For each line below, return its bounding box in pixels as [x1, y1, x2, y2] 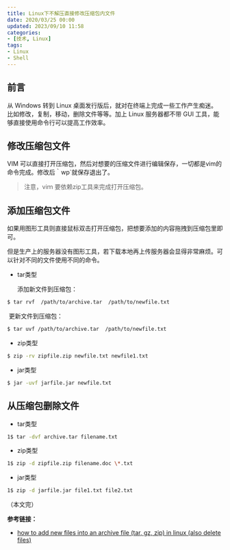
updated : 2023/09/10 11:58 [7, 23, 84, 29]
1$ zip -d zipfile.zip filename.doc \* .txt [7, 460, 133, 467]
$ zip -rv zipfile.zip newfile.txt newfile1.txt [7, 352, 149, 360]
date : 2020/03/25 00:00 [7, 16, 75, 23]
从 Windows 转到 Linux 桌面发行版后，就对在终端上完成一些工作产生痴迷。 [7, 101, 218, 110]
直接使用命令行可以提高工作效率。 [12, 118, 110, 127]
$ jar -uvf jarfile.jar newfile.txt [7, 379, 112, 386]
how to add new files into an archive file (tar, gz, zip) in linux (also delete [16, 529, 221, 537]
